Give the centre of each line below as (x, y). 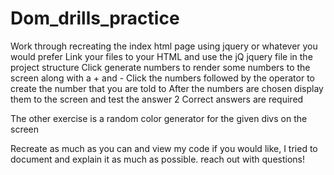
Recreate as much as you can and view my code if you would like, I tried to (164, 148)
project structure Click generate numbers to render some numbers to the (160, 67)
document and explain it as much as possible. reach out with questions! (157, 159)
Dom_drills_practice (95, 18)
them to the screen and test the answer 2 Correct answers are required (157, 99)
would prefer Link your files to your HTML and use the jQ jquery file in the (161, 56)
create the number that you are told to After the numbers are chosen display (167, 88)
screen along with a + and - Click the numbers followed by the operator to (162, 78)
